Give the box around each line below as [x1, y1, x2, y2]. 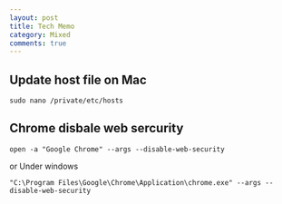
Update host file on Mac [9, 72, 147, 87]
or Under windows [9, 160, 79, 171]
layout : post [9, 13, 59, 23]
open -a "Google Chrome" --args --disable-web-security [9, 144, 225, 154]
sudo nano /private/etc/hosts [9, 96, 124, 105]
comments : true [9, 38, 67, 48]
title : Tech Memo [9, 22, 75, 31]
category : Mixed [9, 30, 71, 39]
